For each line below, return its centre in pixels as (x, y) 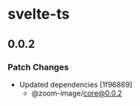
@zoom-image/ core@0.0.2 (76, 93)
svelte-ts (39, 14)
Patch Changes (38, 67)
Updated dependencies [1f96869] (76, 84)
